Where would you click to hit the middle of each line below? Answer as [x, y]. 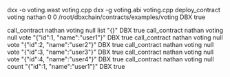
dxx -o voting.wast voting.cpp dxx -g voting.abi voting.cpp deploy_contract [114, 10]
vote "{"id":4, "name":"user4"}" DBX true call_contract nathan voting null [111, 59]
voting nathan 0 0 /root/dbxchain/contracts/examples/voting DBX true [106, 17]
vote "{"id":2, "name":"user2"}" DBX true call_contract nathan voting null [111, 45]
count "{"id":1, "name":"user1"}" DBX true [66, 66]
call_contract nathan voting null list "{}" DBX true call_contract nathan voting [115, 30]
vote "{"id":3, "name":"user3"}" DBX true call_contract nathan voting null [111, 52]
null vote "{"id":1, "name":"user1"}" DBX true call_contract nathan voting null [115, 37]
